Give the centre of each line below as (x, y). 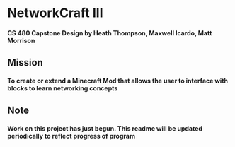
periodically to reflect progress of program (71, 136)
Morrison (21, 40)
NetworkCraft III (56, 13)
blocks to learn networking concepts (63, 88)
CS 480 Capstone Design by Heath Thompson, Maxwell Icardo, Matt (110, 33)
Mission (25, 63)
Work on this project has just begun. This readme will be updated (105, 128)
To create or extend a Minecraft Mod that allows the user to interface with (118, 81)
